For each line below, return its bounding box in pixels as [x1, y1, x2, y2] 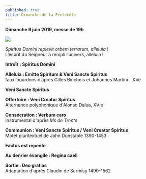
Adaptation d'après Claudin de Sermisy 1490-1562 [5, 167, 111, 174]
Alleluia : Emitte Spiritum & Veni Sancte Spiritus [5, 71, 108, 77]
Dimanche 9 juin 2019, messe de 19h [5, 26, 84, 32]
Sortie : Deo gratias [5, 162, 47, 168]
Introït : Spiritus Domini [5, 61, 55, 67]
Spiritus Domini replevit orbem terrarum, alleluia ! [5, 46, 108, 52]
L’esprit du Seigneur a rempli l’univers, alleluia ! [5, 51, 104, 57]
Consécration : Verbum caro [5, 111, 67, 118]
